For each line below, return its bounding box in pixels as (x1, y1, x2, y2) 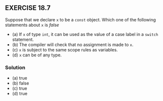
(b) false (12, 80, 29, 86)
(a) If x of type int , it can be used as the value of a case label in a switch (12, 31, 159, 37)
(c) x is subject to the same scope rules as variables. (12, 47, 118, 52)
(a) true (12, 75, 28, 81)
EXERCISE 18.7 (5, 4, 51, 12)
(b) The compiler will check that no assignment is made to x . (12, 41, 134, 48)
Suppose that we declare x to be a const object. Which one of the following (5, 17, 156, 22)
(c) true (12, 85, 27, 91)
